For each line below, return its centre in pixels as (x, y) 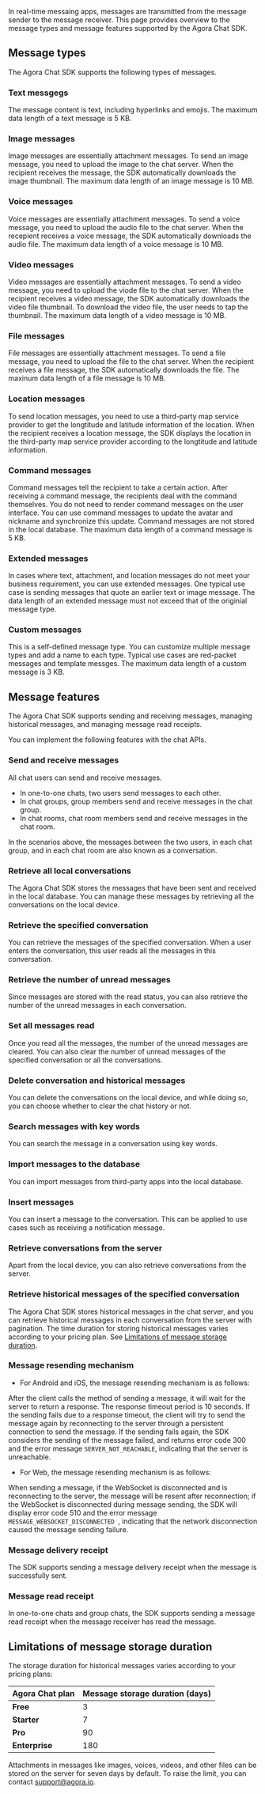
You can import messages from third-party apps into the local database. (126, 1181)
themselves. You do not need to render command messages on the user (126, 504)
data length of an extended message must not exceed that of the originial (128, 601)
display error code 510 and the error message (83, 1512)
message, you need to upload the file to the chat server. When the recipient (131, 361)
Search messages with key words (74, 1126)
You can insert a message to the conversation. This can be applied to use (128, 1219)
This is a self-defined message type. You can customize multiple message (129, 647)
